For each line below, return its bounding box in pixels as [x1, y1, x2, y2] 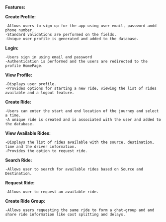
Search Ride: [5, 157, 32, 163]
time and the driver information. [5, 144, 77, 149]
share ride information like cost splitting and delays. [5, 212, 126, 217]
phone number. [5, 28, 35, 33]
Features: [5, 4, 26, 10]
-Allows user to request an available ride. [5, 189, 99, 194]
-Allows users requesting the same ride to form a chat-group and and [5, 208, 155, 213]
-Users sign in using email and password [5, 55, 92, 59]
